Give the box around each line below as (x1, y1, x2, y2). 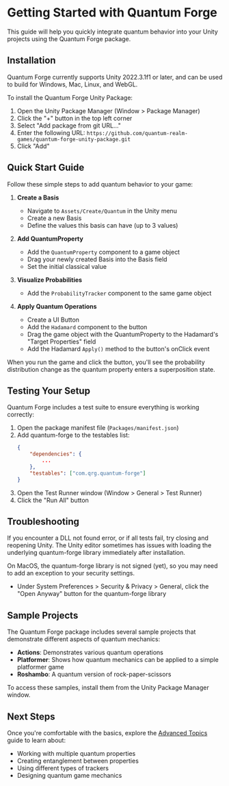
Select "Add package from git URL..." (16, 121, 122, 130)
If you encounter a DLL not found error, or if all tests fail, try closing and (7, 534, 208, 543)
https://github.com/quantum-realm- (86, 130, 188, 136)
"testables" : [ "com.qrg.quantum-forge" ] (29, 470, 146, 477)
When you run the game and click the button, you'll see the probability (7, 358, 205, 366)
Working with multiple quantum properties (16, 750, 136, 758)
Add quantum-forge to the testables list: (16, 431, 130, 440)
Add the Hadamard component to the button (27, 322, 148, 331)
